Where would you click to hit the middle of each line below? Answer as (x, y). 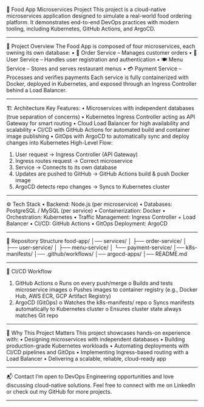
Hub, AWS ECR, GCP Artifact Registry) (63, 296)
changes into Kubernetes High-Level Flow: (59, 142)
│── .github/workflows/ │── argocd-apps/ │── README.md (110, 254)
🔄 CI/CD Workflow (29, 271)
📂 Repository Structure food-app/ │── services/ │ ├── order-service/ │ (97, 241)
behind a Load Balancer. (36, 90)
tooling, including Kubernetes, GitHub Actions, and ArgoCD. (81, 29)
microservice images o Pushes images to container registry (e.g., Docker (106, 289)
